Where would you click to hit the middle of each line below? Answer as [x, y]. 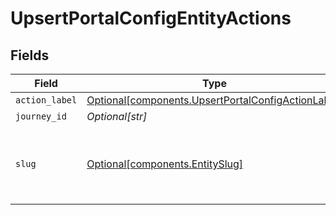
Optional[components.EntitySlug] [165, 164]
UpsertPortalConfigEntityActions [151, 18]
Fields [30, 55]
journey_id [41, 116]
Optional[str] [117, 116]
